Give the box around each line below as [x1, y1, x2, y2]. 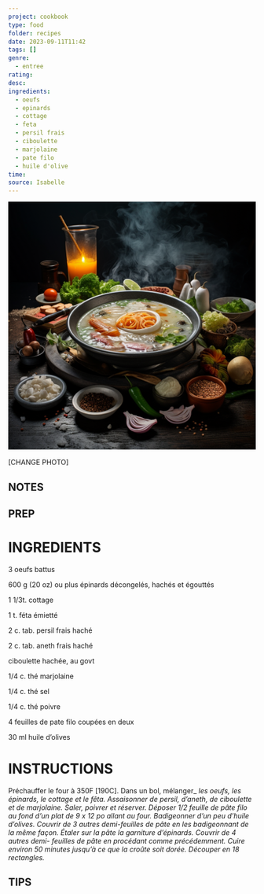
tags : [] [8, 46, 37, 54]
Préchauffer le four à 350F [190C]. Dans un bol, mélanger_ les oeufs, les [8, 785, 242, 795]
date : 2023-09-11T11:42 [8, 38, 86, 46]
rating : [8, 71, 34, 79]
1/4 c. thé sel [8, 686, 49, 696]
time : [8, 170, 26, 179]
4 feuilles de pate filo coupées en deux [8, 717, 134, 726]
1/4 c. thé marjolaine [8, 671, 75, 681]
